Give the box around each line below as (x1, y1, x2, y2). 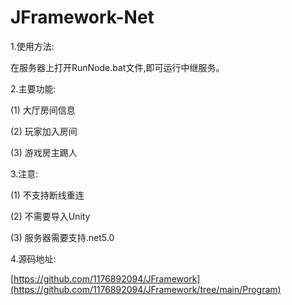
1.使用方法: (10, 40, 55, 52)
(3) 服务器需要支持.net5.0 (10, 231, 115, 243)
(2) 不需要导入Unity (10, 210, 91, 222)
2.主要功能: (10, 82, 57, 95)
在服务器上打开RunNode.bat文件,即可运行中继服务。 (10, 61, 225, 73)
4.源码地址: (10, 252, 57, 265)
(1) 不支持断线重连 (10, 189, 85, 201)
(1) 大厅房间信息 (10, 104, 76, 116)
